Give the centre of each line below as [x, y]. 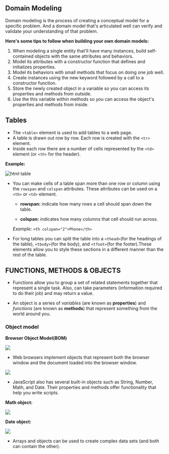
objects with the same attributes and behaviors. [84, 56]
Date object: [18, 422]
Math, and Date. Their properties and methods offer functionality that [84, 387]
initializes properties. [34, 67]
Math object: [19, 402]
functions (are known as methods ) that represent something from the [85, 309]
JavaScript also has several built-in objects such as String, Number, [83, 382]
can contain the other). [36, 446]
